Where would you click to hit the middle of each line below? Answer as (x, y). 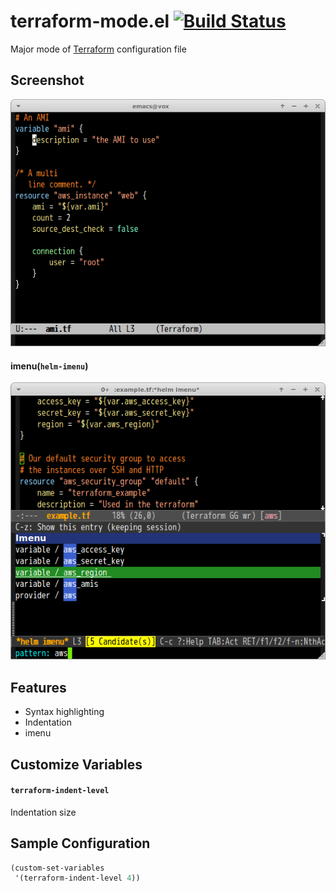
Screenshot (47, 80)
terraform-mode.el (90, 21)
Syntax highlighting (64, 712)
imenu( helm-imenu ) (49, 366)
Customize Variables (76, 764)
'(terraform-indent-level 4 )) (77, 878)
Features (38, 687)
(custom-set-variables (57, 868)
